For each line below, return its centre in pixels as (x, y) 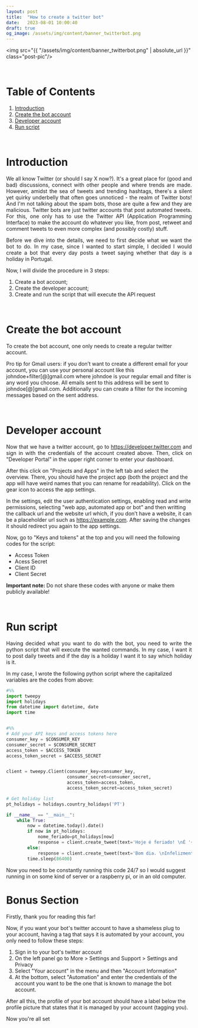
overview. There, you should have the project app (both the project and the (97, 477)
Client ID (25, 568)
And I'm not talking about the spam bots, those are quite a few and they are (99, 204)
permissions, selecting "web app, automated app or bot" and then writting (96, 507)
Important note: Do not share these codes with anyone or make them (90, 585)
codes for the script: (31, 544)
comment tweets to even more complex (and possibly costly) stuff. (87, 229)
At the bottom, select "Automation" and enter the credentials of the (96, 977)
